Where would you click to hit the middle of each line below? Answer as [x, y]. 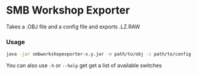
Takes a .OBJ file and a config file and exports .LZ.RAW [73, 27]
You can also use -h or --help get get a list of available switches [84, 66]
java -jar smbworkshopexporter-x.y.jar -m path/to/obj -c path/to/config [99, 54]
